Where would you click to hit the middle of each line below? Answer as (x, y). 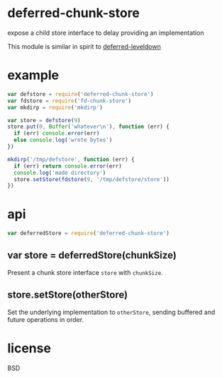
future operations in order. (45, 319)
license (29, 348)
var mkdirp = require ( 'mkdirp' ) (55, 107)
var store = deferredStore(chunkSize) (92, 255)
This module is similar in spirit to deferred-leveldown (84, 46)
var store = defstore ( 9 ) (44, 120)
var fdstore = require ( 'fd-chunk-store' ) (70, 101)
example (33, 75)
